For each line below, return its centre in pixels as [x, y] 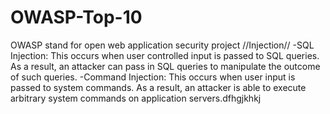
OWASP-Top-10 [76, 17]
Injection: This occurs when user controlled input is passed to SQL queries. [165, 55]
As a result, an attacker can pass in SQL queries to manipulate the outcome [165, 66]
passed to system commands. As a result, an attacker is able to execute [158, 87]
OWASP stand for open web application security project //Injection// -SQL [162, 45]
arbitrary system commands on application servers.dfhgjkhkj [136, 98]
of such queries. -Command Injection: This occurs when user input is [153, 77]
